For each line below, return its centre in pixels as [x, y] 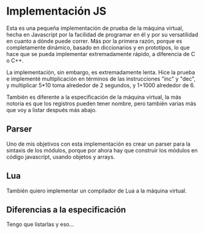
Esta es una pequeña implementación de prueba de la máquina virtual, [95, 28]
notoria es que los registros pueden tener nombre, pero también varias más [101, 103]
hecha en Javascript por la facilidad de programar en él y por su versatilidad [102, 34]
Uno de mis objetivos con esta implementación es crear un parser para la [98, 144]
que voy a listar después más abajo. [52, 110]
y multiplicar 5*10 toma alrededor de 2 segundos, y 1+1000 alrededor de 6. [101, 85]
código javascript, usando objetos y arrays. [61, 157]
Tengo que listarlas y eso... [40, 224]
